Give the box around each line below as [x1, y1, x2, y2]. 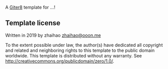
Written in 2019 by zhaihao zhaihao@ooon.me [5, 32, 101, 38]
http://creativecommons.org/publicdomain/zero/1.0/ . [5, 58, 115, 64]
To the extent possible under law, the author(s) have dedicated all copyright [5, 42, 163, 48]
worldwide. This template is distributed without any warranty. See [5, 52, 142, 58]
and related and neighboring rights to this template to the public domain [5, 47, 155, 53]
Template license [5, 19, 61, 27]
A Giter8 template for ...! [5, 5, 56, 10]
